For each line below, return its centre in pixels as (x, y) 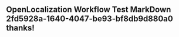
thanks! (21, 28)
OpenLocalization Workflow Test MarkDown (89, 10)
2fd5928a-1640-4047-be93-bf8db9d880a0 (89, 19)
